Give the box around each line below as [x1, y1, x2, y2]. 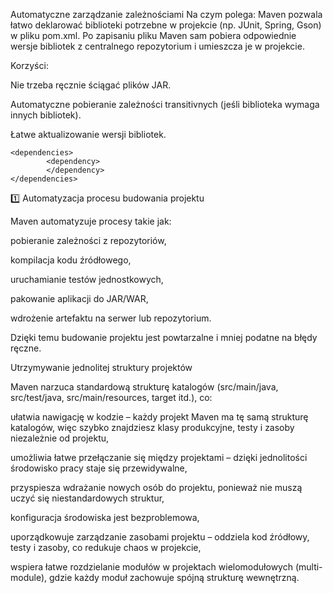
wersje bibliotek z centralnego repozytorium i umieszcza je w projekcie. [10, 40, 305, 52]
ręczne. [10, 342, 42, 354]
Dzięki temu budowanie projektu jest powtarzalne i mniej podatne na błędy [10, 332, 318, 343]
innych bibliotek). [10, 109, 82, 121]
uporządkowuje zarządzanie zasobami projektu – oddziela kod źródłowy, [10, 531, 310, 543]
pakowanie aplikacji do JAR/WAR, [10, 293, 149, 304]
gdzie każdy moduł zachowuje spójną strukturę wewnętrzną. [48, 572, 300, 583]
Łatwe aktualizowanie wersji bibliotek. [10, 129, 167, 140]
